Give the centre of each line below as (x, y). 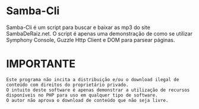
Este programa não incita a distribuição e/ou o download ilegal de (93, 79)
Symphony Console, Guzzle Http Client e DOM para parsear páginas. (91, 40)
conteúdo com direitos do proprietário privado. (67, 85)
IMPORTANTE (41, 64)
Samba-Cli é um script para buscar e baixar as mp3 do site (78, 27)
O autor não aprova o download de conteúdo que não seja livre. (87, 100)
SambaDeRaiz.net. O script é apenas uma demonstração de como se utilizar (99, 33)
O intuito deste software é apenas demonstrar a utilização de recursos (98, 90)
